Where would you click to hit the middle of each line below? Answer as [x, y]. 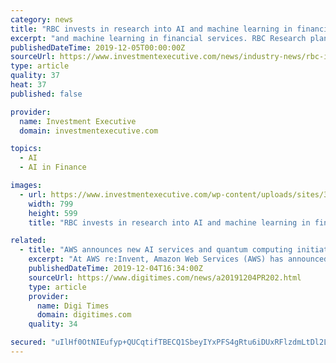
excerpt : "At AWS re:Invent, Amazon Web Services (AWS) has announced [178, 259]
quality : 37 [35, 76]
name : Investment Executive [78, 121]
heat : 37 [28, 85]
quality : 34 [53, 324]
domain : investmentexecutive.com [89, 131]
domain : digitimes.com [84, 315]
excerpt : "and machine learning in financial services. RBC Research [158, 38]
